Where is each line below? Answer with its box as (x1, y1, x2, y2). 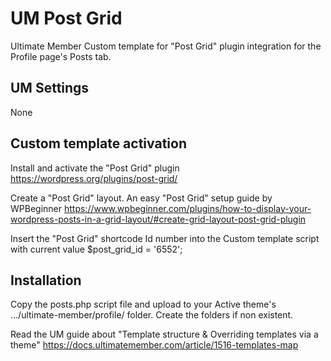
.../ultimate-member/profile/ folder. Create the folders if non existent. (10, 309, 294, 321)
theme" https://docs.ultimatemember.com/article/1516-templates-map (10, 339, 299, 351)
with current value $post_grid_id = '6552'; (10, 243, 183, 255)
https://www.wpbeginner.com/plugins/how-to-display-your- (63, 202, 312, 214)
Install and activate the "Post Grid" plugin (10, 162, 180, 174)
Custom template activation (10, 135, 187, 152)
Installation (10, 272, 82, 289)
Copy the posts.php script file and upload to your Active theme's (10, 298, 277, 311)
